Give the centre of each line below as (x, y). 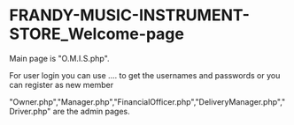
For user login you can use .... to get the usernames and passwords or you (145, 75)
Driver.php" (30, 111)
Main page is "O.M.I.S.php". (59, 58)
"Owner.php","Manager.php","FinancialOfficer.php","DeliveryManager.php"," (147, 101)
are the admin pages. (91, 111)
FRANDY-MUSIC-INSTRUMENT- (130, 15)
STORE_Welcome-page (97, 34)
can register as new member (62, 85)
